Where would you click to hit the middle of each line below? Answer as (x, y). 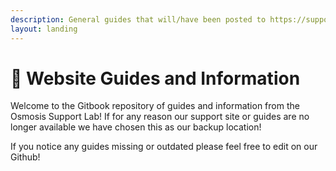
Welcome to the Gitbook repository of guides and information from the (155, 106)
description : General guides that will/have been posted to (138, 19)
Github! (25, 157)
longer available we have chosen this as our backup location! (136, 127)
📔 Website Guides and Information (155, 78)
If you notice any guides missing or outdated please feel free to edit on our (164, 147)
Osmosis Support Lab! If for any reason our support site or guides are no (160, 117)
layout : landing (44, 29)
